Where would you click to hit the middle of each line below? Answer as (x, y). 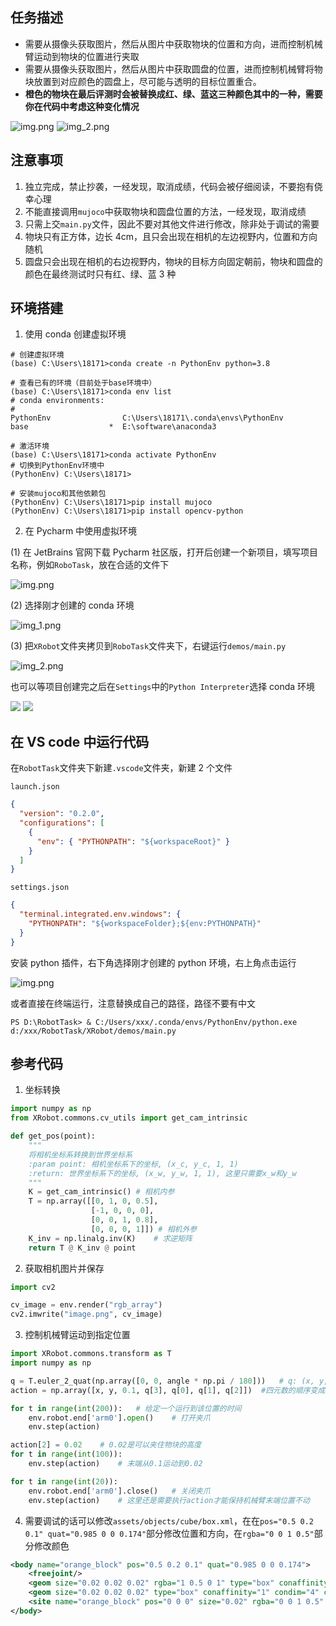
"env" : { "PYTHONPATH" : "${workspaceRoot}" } (133, 841)
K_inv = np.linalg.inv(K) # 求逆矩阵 (110, 1238)
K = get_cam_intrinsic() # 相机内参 (101, 1192)
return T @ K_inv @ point (82, 1248)
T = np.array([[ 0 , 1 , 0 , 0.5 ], (93, 1201)
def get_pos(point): (53, 1136)
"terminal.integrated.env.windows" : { (100, 914)
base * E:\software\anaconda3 (113, 427)
